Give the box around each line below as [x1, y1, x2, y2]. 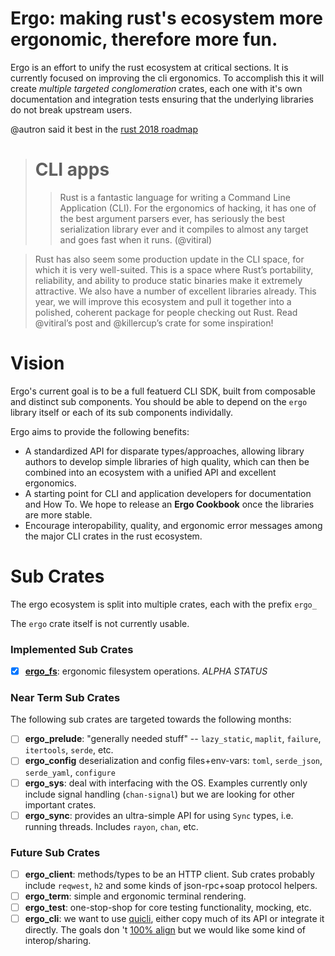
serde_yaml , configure [24, 766, 116, 778]
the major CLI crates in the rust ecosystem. [24, 530, 203, 542]
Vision [10, 352, 65, 375]
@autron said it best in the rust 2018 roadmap [10, 123, 198, 135]
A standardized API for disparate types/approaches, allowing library [24, 445, 305, 457]
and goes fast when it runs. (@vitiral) [59, 233, 213, 246]
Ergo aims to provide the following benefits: [10, 425, 190, 437]
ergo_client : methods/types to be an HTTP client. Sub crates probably [24, 868, 315, 880]
